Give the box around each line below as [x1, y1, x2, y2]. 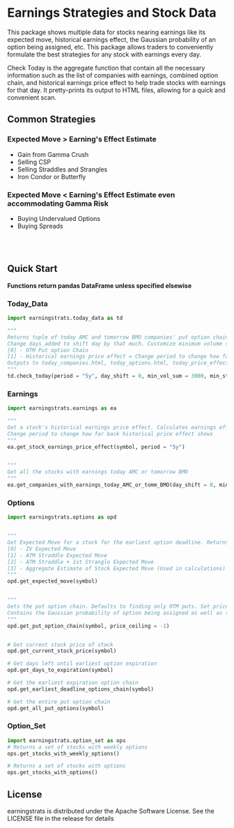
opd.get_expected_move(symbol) [7, 578, 98, 585]
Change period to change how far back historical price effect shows [7, 430, 214, 437]
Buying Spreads [17, 222, 64, 230]
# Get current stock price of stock [7, 641, 114, 648]
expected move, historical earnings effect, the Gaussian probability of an [7, 35, 216, 43]
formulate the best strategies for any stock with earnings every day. [7, 50, 202, 59]
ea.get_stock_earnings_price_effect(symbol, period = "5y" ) [7, 443, 186, 450]
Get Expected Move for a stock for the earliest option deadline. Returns [7, 539, 229, 546]
